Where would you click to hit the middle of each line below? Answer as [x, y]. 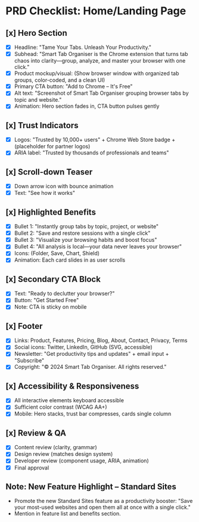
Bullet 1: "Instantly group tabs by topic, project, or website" [86, 226]
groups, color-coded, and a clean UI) [60, 80]
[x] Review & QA [36, 433]
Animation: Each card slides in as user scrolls [70, 260]
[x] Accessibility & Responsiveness [72, 386]
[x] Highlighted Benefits [51, 212]
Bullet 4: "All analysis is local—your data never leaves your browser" [98, 247]
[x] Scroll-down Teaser [49, 172]
